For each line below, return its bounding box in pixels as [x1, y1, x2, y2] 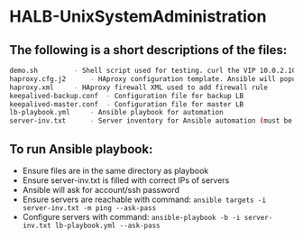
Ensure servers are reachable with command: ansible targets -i [22, 194, 267, 205]
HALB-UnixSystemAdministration [9, 6, 267, 27]
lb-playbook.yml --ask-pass [55, 221, 161, 230]
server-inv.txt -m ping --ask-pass [22, 203, 157, 213]
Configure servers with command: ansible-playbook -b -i [22, 211, 241, 222]
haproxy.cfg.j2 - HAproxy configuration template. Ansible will [9, 74, 277, 83]
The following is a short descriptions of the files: [9, 42, 288, 58]
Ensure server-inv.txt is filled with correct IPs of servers [22, 174, 230, 186]
